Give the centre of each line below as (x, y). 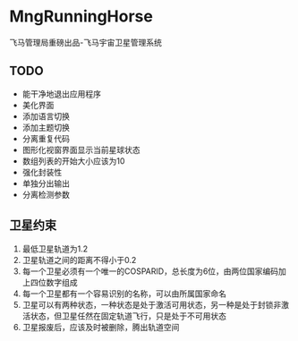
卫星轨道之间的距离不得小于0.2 (79, 260)
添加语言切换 (46, 116)
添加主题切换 (46, 127)
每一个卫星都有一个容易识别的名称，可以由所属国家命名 (124, 294)
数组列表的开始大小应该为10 (73, 161)
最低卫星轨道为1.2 (55, 249)
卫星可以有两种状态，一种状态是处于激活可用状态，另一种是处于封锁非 (152, 304)
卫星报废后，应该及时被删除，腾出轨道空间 (101, 327)
